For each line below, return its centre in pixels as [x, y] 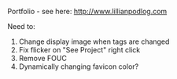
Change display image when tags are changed [94, 41]
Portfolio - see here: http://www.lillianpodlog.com [87, 11]
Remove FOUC [43, 58]
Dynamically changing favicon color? [79, 66]
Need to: [22, 26]
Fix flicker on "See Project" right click [79, 50]
